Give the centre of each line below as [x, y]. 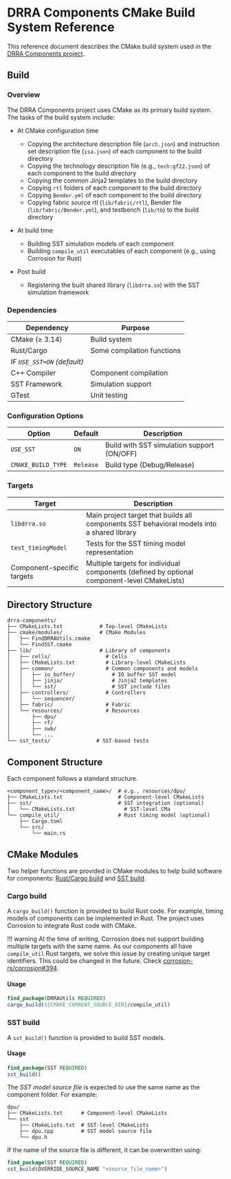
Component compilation [129, 373]
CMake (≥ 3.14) [36, 339]
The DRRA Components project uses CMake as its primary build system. [109, 110]
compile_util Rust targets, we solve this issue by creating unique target [109, 953]
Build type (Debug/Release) [150, 465]
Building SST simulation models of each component [100, 244]
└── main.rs [49, 834]
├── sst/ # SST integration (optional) [106, 803]
